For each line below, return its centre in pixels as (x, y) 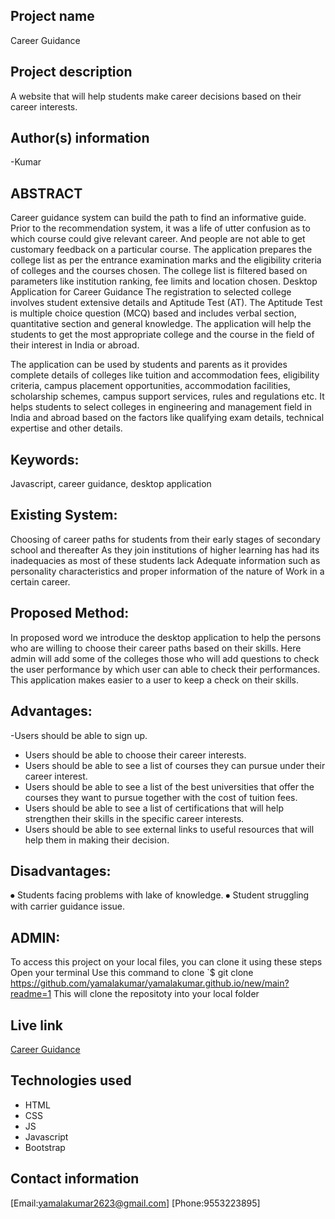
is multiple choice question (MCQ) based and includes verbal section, (153, 313)
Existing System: (64, 515)
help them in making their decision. (97, 840)
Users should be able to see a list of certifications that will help (154, 808)
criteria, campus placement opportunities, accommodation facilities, (150, 386)
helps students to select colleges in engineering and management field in (161, 407)
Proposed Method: (70, 613)
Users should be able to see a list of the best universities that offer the (169, 786)
